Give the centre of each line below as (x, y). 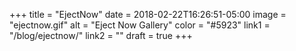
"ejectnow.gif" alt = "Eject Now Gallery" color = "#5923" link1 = (140, 25)
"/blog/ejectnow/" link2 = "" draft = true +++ (101, 35)
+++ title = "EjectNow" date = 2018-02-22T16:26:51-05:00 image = (148, 14)
